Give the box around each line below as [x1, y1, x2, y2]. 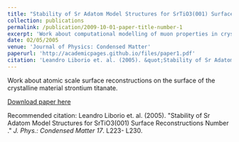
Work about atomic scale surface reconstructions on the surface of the [7, 76, 216, 84]
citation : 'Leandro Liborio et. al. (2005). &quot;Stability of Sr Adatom [7, 57, 234, 64]
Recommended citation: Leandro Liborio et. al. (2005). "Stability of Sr [7, 111, 211, 119]
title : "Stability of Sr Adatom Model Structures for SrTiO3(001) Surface [7, 10, 234, 18]
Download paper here [7, 97, 71, 106]
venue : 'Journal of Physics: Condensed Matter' [7, 43, 152, 50]
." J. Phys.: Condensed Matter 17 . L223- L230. [7, 126, 143, 135]
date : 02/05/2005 [7, 37, 59, 44]
